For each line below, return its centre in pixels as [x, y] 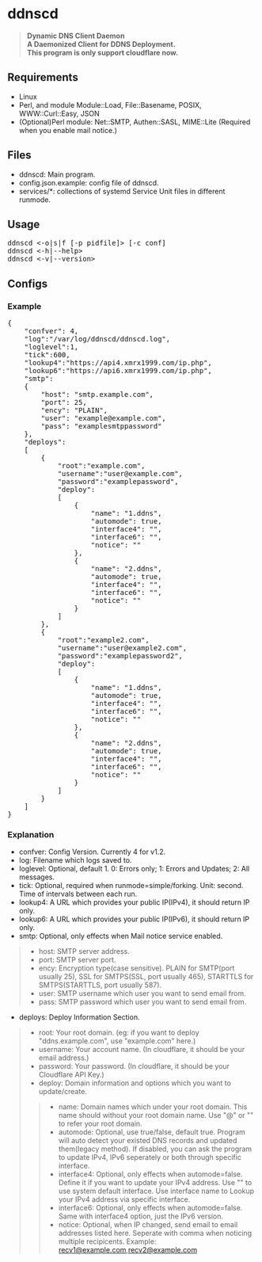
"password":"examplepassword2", [120, 656]
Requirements [43, 77]
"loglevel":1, [51, 347]
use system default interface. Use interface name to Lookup [156, 1191]
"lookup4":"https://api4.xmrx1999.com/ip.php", [118, 363]
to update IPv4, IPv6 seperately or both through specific [150, 1157]
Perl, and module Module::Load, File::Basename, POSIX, [110, 105]
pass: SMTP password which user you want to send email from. [142, 1002]
